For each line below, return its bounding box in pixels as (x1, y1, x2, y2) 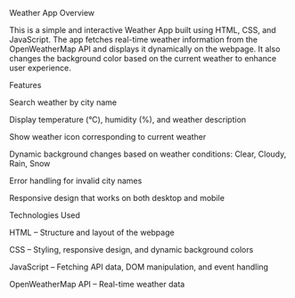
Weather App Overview (9, 8, 95, 18)
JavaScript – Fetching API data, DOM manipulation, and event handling (9, 262, 269, 272)
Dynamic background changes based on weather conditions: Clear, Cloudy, (9, 149, 287, 159)
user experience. (9, 62, 71, 73)
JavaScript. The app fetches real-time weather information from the (9, 35, 258, 44)
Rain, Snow (9, 158, 51, 168)
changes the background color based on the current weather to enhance (9, 53, 277, 63)
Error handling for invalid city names (9, 175, 143, 186)
